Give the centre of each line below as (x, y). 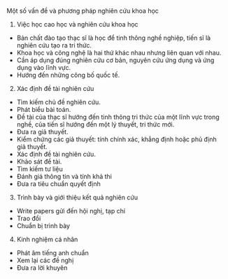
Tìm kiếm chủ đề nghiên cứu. (58, 102)
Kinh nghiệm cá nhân (47, 239)
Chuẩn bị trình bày (43, 226)
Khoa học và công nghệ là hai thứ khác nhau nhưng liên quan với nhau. (119, 53)
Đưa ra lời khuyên (42, 268)
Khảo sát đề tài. (39, 162)
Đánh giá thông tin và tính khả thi (64, 176)
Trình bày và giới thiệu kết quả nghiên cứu (77, 197)
